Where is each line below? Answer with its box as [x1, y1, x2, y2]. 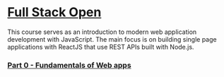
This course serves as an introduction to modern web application [7, 28, 197, 36]
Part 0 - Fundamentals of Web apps [7, 60, 132, 70]
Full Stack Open [7, 4, 102, 20]
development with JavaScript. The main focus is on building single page [7, 35, 217, 43]
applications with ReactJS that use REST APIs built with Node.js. [7, 42, 194, 51]
